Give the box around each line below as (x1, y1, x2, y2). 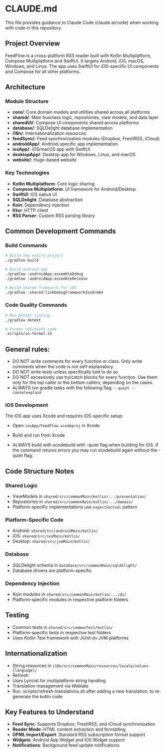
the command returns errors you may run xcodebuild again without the (12, 447, 158, 453)
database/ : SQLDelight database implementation (12, 125, 113, 131)
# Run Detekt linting (5, 313, 50, 318)
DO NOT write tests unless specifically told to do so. (12, 369, 119, 375)
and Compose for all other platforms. (5, 68, 81, 74)
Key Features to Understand (5, 708, 94, 717)
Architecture (5, 83, 46, 91)
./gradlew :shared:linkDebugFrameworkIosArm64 (5, 290, 103, 295)
